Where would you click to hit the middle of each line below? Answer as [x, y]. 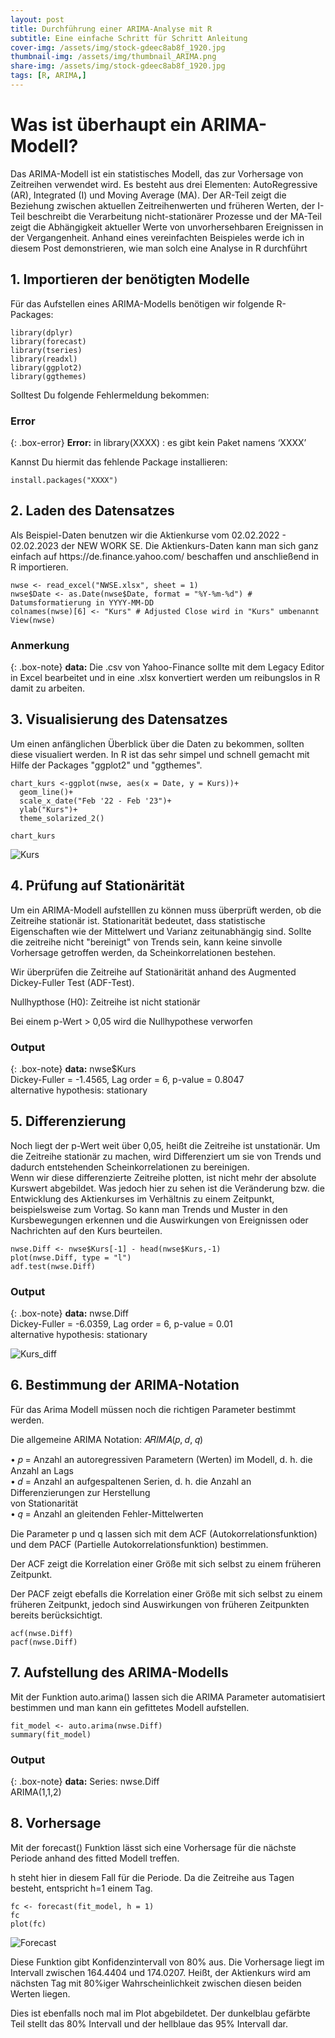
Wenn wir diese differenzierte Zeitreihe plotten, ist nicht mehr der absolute [163, 1177]
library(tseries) [46, 350]
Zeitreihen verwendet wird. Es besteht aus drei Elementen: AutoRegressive [164, 184]
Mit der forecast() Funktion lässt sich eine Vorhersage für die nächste [153, 1847]
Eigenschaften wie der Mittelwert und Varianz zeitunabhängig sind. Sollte [161, 931]
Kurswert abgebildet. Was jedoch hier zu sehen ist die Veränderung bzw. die [167, 1188]
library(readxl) [44, 359]
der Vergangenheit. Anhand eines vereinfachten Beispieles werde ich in [157, 237]
